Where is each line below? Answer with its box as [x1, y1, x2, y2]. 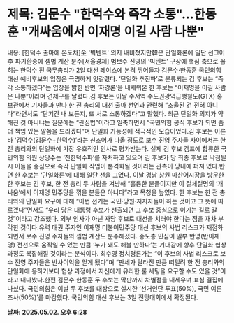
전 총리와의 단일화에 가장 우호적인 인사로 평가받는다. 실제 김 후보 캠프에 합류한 [7, 144, 220, 152]
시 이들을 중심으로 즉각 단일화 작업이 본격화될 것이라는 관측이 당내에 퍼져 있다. [7, 161, 220, 170]
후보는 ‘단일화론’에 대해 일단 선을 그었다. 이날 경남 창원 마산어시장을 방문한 [22, 171, 225, 179]
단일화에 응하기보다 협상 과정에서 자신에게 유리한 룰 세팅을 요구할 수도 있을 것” [7, 266, 221, 275]
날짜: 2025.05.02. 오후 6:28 [7, 308, 87, 316]
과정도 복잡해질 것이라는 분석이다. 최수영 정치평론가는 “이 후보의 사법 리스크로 [7, 249, 219, 257]
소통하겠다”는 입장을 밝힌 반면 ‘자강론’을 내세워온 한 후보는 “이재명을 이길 [14, 83, 214, 92]
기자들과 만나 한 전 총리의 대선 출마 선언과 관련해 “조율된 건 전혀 [31, 101, 205, 109]
